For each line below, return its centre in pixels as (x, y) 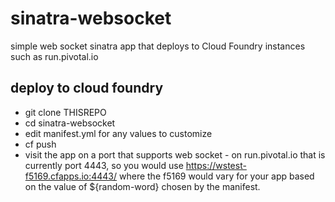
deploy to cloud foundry (87, 88)
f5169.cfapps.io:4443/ (71, 176)
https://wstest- (216, 165)
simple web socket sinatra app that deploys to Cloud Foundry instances (158, 46)
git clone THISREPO (65, 112)
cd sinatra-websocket (70, 123)
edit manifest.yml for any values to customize (118, 133)
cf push (40, 144)
